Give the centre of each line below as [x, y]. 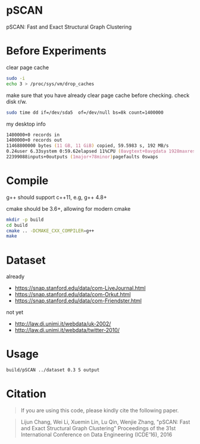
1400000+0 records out [34, 140]
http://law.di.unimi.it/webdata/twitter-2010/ [67, 330]
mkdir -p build [25, 220]
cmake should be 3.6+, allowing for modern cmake [68, 208]
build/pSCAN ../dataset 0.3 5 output [53, 370]
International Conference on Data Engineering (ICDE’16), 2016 [96, 434]
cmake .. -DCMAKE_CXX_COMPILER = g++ [50, 231]
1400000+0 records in [33, 135]
